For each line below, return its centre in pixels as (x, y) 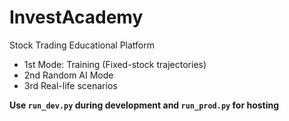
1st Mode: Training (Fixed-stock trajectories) (115, 64)
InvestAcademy (76, 17)
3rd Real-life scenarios (70, 85)
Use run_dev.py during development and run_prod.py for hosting (144, 105)
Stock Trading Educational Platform (82, 45)
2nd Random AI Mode (68, 75)
